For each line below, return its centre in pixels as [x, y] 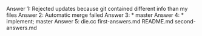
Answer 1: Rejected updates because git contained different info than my [97, 9]
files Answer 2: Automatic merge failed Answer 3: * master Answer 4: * [95, 15]
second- [185, 21]
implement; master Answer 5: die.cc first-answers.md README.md [90, 21]
